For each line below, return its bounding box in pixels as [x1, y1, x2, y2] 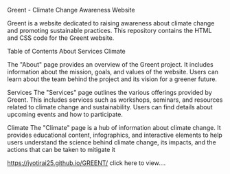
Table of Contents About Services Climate [7, 47, 126, 55]
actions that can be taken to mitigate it [7, 146, 115, 153]
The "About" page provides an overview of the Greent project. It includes [7, 61, 214, 68]
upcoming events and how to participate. [7, 110, 124, 118]
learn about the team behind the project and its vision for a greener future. [7, 75, 218, 83]
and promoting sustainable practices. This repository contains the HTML [7, 27, 212, 34]
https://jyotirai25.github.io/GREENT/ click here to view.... [7, 159, 166, 167]
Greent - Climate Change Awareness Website [7, 6, 135, 14]
